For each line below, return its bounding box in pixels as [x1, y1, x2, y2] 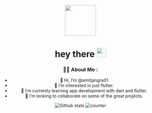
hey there [55, 49, 95, 60]
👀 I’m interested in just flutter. [54, 82, 114, 88]
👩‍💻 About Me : [63, 66, 98, 73]
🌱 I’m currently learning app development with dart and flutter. [21, 88, 148, 94]
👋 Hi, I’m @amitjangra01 [60, 77, 109, 83]
